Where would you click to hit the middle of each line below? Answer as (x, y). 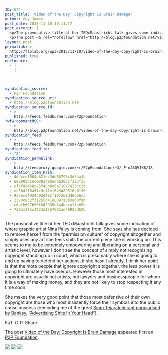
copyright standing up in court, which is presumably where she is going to (81, 256)
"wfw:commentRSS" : (24, 121)
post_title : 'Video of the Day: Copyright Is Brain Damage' (69, 14)
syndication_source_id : (30, 107)
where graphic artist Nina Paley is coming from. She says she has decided (82, 229)
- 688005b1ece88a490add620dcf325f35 (48, 182)
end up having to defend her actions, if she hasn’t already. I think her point (82, 261)
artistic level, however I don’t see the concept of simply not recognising (79, 250)
